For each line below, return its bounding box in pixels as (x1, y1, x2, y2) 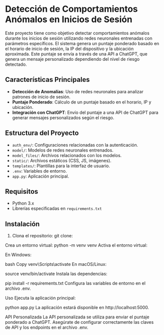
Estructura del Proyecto (5, 129, 79, 137)
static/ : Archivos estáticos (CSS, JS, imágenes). (12, 157, 112, 163)
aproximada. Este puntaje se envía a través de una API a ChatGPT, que (5, 51, 148, 57)
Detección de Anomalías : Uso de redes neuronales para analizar (12, 88, 143, 94)
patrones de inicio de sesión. (12, 94, 71, 100)
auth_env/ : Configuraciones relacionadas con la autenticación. (12, 142, 139, 148)
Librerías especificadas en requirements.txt (12, 206, 102, 211)
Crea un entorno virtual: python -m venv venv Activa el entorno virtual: (5, 242, 148, 248)
